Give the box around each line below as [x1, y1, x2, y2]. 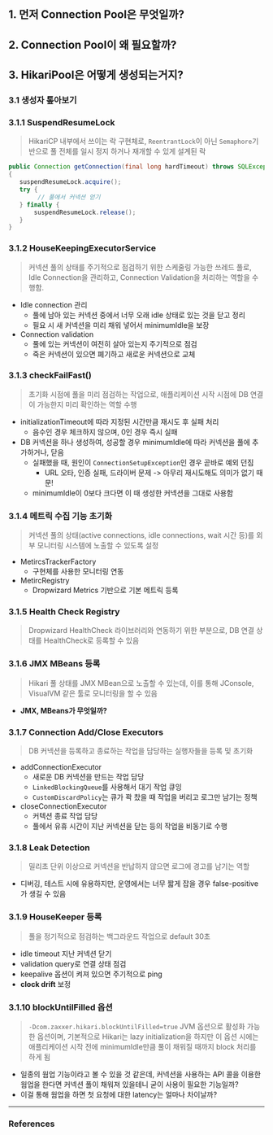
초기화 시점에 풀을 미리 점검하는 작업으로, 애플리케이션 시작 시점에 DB [28, 389, 249, 399]
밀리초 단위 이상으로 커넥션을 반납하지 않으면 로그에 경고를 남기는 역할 [28, 862, 250, 871]
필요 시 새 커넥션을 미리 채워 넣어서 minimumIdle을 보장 [32, 320, 210, 330]
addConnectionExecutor [19, 762, 102, 772]
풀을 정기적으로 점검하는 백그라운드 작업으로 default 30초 [28, 931, 211, 941]
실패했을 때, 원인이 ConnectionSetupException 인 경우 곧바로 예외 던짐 [32, 457, 254, 467]
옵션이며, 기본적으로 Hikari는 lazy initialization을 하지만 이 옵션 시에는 [37, 1032, 259, 1041]
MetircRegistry [19, 576, 70, 586]
